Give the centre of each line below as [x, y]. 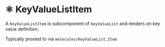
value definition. [22, 29]
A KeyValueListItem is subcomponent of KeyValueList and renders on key [83, 24]
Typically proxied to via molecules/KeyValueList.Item [61, 39]
